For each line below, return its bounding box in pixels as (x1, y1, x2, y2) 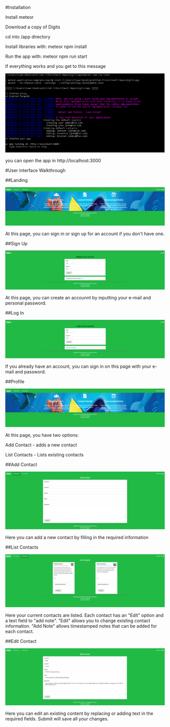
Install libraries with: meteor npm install (5, 44, 87, 50)
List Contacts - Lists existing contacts (5, 452, 84, 458)
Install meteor (5, 14, 34, 20)
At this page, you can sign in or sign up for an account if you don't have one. (5, 231, 165, 237)
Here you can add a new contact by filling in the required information (5, 534, 149, 540)
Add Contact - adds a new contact (5, 442, 77, 448)
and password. (15, 369, 47, 375)
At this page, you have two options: (5, 432, 79, 438)
